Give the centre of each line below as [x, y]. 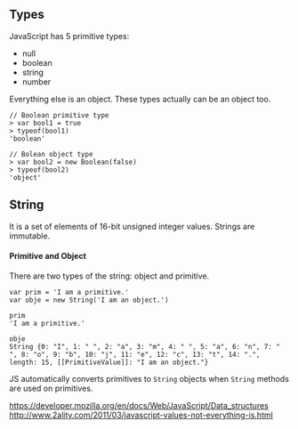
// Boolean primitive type [59, 115]
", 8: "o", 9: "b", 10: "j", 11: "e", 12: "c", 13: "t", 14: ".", [135, 354]
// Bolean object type [51, 154]
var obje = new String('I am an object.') [89, 300]
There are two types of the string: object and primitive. [109, 276]
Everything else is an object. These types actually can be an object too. [140, 99]
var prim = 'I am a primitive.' [69, 292]
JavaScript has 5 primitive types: [69, 36]
